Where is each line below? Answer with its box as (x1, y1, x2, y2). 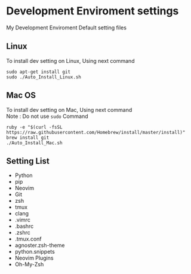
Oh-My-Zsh (14, 261, 44, 268)
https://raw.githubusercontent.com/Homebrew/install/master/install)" (6, 129, 186, 135)
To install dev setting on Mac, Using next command (6, 106, 133, 113)
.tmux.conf (14, 235, 42, 243)
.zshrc (14, 229, 31, 236)
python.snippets (14, 248, 55, 255)
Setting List (6, 156, 50, 166)
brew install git (6, 135, 50, 141)
